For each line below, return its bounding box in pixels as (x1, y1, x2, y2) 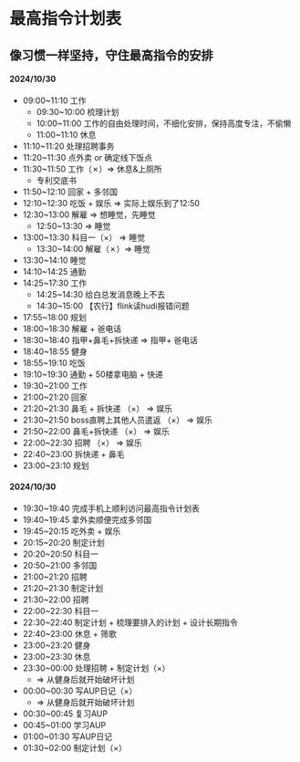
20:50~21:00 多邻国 (22, 559, 98, 570)
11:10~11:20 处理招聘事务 (22, 141, 115, 151)
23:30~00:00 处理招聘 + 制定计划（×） (22, 663, 171, 673)
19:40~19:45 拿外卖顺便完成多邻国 (22, 514, 152, 525)
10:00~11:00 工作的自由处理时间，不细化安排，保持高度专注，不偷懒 (36, 118, 292, 129)
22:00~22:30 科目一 (22, 605, 98, 616)
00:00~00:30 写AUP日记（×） (22, 685, 138, 696)
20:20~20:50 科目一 (22, 548, 98, 559)
